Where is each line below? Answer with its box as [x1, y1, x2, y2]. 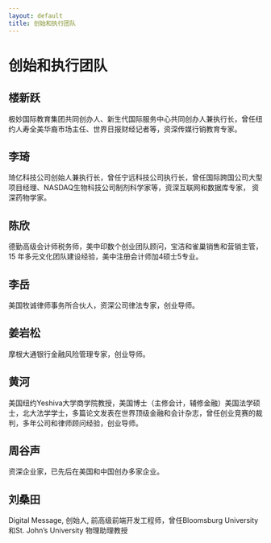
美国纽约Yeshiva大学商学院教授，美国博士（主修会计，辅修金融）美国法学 [8, 398, 254, 408]
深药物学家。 [8, 193, 51, 202]
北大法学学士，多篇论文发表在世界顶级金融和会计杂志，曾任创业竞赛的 [22, 408, 256, 417]
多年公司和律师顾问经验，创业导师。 [22, 418, 143, 428]
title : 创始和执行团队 [8, 19, 77, 27]
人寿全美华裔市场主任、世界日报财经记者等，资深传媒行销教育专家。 [15, 124, 242, 134]
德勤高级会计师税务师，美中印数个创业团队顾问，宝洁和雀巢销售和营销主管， [8, 242, 263, 251]
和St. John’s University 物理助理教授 [8, 525, 128, 536]
